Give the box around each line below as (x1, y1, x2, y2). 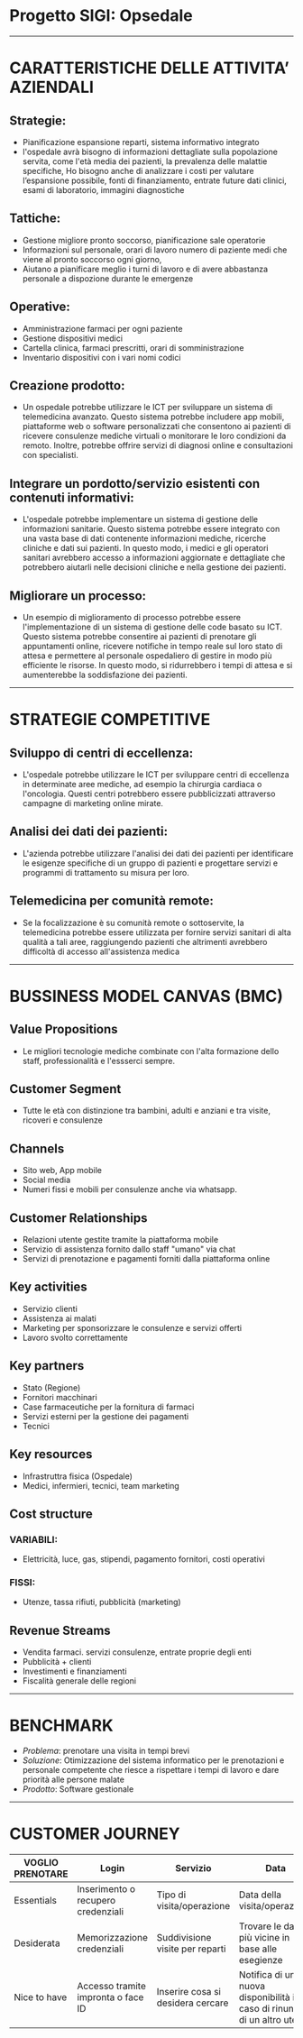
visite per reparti (156, 1942, 226, 1955)
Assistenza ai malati (22, 1313, 96, 1324)
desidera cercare (156, 1997, 229, 2009)
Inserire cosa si (156, 1986, 221, 1998)
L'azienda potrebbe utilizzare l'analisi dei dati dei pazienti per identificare (22, 848, 294, 858)
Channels (9, 1141, 65, 1156)
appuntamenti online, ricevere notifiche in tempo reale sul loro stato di (22, 641, 283, 651)
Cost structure (9, 1506, 93, 1521)
